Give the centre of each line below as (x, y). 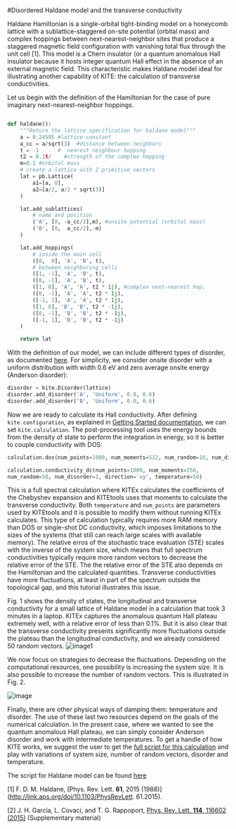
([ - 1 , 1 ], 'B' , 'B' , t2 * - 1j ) (78, 320)
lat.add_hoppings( (47, 247)
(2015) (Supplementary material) (54, 818)
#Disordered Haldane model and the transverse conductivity (95, 10)
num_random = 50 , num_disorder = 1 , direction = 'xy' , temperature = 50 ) (105, 477)
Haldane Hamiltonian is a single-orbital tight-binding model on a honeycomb (118, 24)
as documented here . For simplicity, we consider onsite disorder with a (110, 360)
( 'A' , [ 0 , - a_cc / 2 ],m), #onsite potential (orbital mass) (119, 222)
